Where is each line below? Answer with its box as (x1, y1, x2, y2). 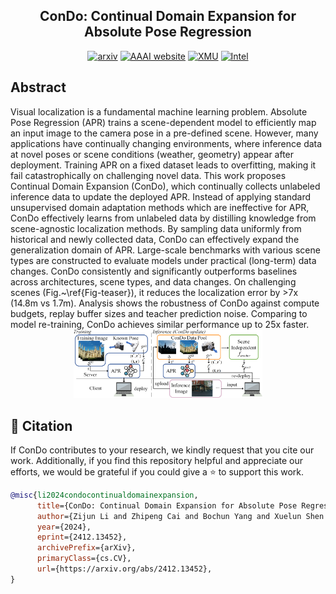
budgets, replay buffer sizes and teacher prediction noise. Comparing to (10, 307, 308, 319)
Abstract (10, 79, 67, 96)
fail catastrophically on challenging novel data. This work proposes (10, 169, 287, 181)
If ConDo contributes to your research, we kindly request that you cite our (10, 444, 315, 456)
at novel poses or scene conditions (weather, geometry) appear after (10, 148, 295, 160)
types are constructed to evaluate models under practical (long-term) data (10, 254, 317, 266)
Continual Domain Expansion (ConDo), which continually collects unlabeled (10, 180, 321, 192)
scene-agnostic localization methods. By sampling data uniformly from (10, 222, 302, 234)
